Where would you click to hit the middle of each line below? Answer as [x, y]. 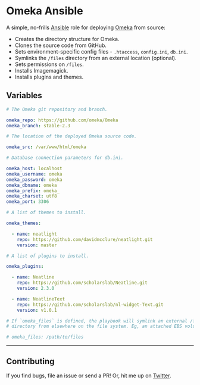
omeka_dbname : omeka [32, 185]
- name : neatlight [35, 234]
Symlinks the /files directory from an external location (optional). [96, 58]
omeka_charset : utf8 [32, 196]
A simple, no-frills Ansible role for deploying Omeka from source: [86, 27]
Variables [24, 96]
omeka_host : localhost [34, 168]
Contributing [30, 361]
